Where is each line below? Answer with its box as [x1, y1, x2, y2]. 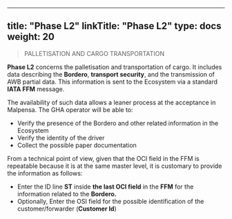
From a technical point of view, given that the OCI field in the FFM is [7, 154, 200, 162]
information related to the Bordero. [17, 189, 117, 198]
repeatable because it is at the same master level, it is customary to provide [7, 162, 222, 170]
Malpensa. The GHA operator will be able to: [7, 105, 133, 114]
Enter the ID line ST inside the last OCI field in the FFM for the [17, 182, 194, 191]
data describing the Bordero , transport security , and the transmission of [7, 70, 215, 78]
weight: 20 [7, 31, 55, 43]
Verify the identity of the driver [17, 133, 105, 142]
